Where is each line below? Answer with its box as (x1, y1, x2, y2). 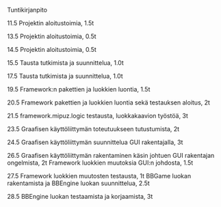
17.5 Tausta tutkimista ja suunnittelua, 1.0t (7, 72, 123, 80)
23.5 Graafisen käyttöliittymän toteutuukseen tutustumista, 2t (7, 125, 180, 133)
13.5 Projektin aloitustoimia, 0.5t (7, 32, 97, 40)
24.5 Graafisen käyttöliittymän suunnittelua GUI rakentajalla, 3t (7, 138, 183, 146)
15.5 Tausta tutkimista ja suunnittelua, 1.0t (7, 59, 125, 67)
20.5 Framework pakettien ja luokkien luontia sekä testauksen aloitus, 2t (7, 98, 211, 107)
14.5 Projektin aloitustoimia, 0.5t (7, 46, 97, 53)
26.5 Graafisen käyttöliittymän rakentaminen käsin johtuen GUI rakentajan (7, 152, 215, 159)
